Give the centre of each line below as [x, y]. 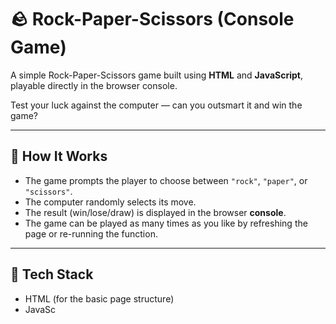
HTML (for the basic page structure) [99, 298]
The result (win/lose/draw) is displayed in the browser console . [155, 212]
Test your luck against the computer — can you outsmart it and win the [156, 105]
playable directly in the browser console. [94, 85]
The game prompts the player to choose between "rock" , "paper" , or [166, 180]
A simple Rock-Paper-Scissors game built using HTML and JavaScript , [157, 75]
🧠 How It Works [59, 156]
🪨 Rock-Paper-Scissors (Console [152, 19]
